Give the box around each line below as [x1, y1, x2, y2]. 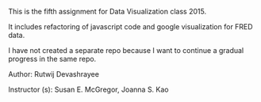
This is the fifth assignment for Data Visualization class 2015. [8, 7, 207, 16]
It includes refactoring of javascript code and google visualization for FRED [8, 22, 253, 31]
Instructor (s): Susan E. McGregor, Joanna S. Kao [8, 85, 169, 94]
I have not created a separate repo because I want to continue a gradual [8, 46, 244, 55]
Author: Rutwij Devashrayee [8, 70, 99, 78]
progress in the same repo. [8, 55, 97, 63]
